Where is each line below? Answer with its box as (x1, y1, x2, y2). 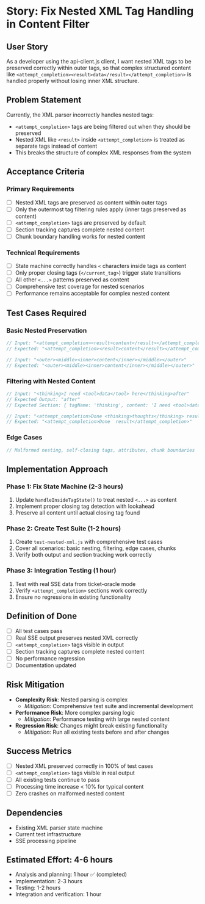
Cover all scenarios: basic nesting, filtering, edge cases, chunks (15, 544, 176, 552)
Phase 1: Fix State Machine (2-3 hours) (6, 482, 124, 491)
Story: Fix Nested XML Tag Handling (6, 4, 194, 18)
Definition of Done (6, 611, 77, 621)
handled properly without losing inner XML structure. (6, 78, 139, 84)
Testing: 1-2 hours (15, 884, 61, 892)
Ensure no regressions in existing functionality (15, 593, 132, 601)
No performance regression (15, 654, 85, 662)
